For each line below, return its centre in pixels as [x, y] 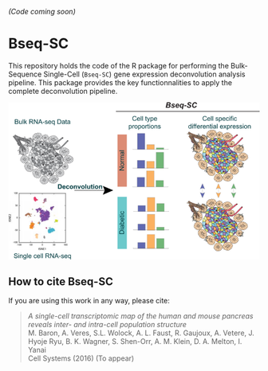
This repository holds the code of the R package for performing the [119, 65]
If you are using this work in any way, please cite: [89, 301]
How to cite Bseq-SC [61, 281]
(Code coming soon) [42, 12]
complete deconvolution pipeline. [63, 91]
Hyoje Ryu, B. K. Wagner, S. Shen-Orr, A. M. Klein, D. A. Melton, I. [135, 342]
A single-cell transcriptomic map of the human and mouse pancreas [140, 316]
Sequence [25, 74]
